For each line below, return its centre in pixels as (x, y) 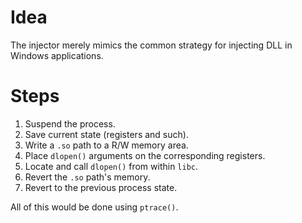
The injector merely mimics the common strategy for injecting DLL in (151, 45)
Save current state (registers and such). (106, 134)
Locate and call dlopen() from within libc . (111, 166)
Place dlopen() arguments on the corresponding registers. (145, 155)
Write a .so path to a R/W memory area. (106, 145)
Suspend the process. (70, 123)
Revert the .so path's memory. (87, 177)
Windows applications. (57, 55)
